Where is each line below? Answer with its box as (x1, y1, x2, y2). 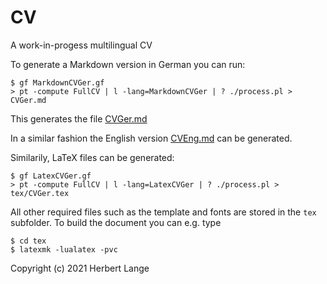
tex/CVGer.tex (10, 188, 70, 198)
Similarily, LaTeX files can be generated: (10, 151, 175, 163)
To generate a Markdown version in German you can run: (10, 58, 246, 70)
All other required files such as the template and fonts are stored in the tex (10, 206, 317, 218)
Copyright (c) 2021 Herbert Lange (10, 262, 150, 274)
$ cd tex (10, 236, 47, 246)
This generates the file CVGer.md (10, 112, 148, 125)
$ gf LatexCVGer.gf (10, 171, 92, 181)
